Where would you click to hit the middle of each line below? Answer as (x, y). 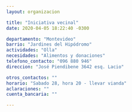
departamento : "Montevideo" (41, 39)
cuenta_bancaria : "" (32, 94)
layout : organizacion (33, 12)
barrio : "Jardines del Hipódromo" (49, 45)
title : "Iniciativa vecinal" (42, 22)
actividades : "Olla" (32, 50)
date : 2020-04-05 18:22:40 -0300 (48, 28)
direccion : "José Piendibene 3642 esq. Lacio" (65, 66)
